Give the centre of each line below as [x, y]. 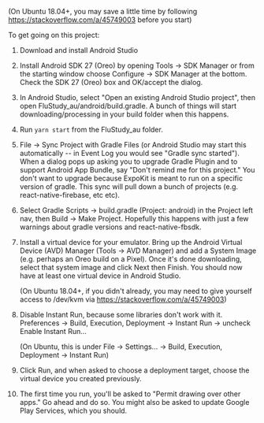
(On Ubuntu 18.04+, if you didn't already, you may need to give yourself [136, 291]
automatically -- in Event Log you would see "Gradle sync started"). [130, 153]
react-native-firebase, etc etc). [70, 195]
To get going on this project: [54, 35]
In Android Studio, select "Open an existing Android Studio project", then [138, 97]
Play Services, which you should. [73, 410]
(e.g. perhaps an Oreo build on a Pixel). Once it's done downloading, [130, 259]
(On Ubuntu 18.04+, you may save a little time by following [103, 11]
